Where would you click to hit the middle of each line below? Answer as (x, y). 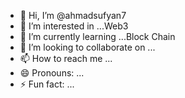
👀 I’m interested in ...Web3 (74, 26)
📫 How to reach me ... (66, 58)
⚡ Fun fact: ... (47, 84)
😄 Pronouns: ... (52, 73)
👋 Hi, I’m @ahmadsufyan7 (73, 15)
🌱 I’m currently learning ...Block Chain (97, 36)
